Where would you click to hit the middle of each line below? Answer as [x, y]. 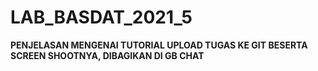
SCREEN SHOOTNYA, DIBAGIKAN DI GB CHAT [107, 55]
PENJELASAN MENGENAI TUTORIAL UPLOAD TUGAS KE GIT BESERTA [159, 45]
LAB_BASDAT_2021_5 [101, 17]
